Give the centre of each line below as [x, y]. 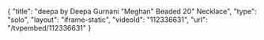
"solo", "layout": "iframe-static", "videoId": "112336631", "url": [107, 20]
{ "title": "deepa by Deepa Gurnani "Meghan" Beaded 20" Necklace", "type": [132, 11]
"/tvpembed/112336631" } [49, 28]
